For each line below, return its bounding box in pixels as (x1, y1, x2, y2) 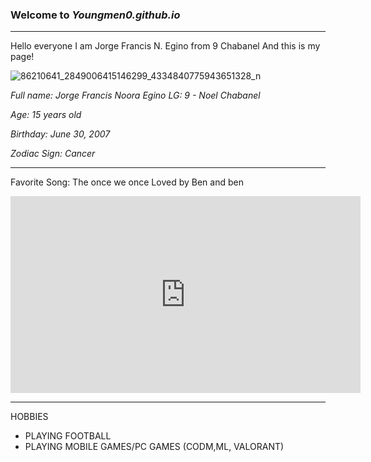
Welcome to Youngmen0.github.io (10, 8, 181, 22)
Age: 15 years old (10, 109, 82, 121)
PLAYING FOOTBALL (24, 430, 112, 442)
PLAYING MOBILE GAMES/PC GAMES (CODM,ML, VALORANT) (24, 441, 285, 453)
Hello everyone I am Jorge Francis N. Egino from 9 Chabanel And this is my (10, 40, 321, 52)
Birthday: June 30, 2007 (10, 128, 111, 140)
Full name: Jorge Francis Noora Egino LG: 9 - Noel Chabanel (10, 89, 261, 102)
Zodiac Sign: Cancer (10, 148, 96, 160)
